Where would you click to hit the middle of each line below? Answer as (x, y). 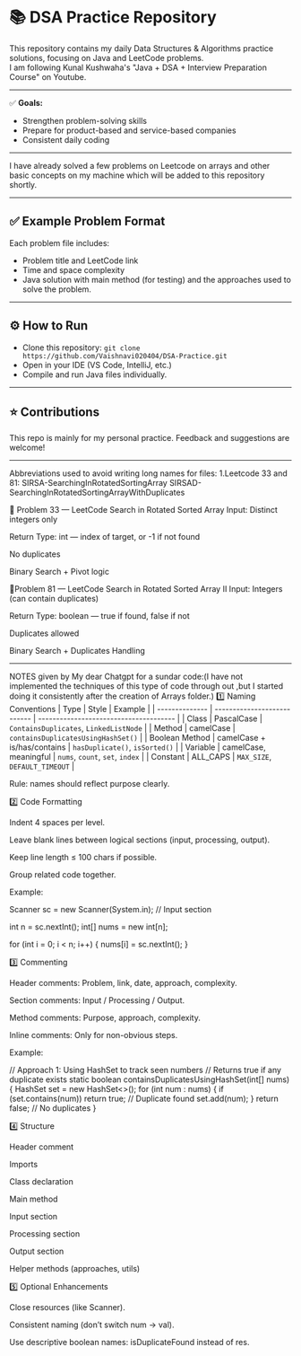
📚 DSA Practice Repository (113, 18)
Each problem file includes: (60, 242)
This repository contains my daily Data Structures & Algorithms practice (142, 48)
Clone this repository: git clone (81, 348)
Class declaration (41, 1182)
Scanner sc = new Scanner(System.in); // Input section (111, 910)
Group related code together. (63, 875)
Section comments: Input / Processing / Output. (97, 1000)
